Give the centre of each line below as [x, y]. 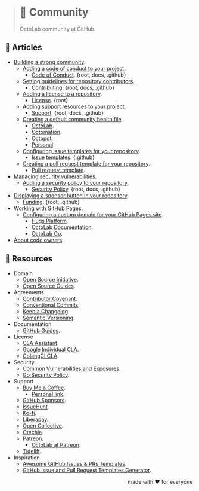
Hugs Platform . [50, 221]
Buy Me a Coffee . [44, 388]
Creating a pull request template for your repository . [86, 163]
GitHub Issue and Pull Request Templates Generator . [87, 470]
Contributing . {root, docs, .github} [73, 87]
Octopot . [42, 138]
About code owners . [39, 240]
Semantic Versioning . [49, 318]
